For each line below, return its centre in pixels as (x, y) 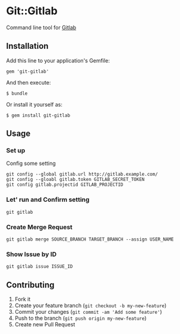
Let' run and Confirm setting (48, 199)
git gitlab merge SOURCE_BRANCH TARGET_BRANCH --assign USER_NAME (90, 239)
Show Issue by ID (31, 254)
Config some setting (31, 163)
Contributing (30, 285)
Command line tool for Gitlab (41, 27)
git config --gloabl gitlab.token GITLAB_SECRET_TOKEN (75, 180)
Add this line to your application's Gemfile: (58, 60)
